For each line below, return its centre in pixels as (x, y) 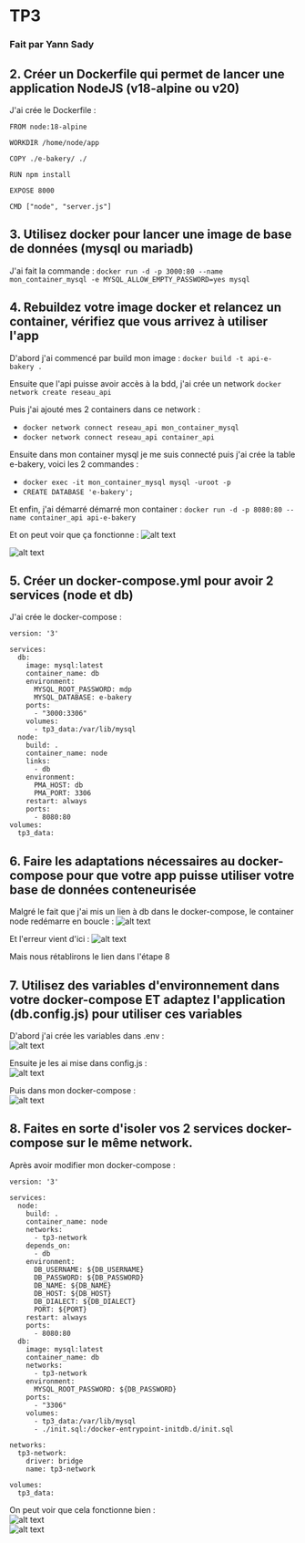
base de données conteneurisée (103, 890)
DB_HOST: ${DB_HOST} (72, 1293)
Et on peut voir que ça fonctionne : (74, 534)
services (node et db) (71, 595)
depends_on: (48, 1246)
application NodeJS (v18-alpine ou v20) (124, 88)
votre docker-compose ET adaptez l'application (147, 999)
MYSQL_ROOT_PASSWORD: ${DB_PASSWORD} (105, 1389)
